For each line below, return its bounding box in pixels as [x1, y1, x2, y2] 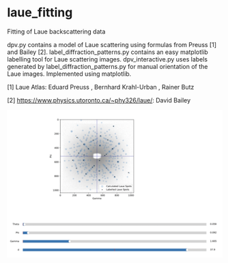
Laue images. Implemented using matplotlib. [7, 70, 132, 78]
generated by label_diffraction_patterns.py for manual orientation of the [7, 62, 208, 70]
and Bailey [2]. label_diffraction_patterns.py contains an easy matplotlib [7, 48, 208, 56]
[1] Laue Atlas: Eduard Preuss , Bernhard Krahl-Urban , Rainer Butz [7, 83, 195, 91]
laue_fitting [7, 5, 73, 20]
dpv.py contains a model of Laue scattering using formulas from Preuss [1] [7, 40, 217, 49]
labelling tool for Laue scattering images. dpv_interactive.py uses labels [7, 55, 208, 63]
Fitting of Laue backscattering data [7, 27, 106, 36]
